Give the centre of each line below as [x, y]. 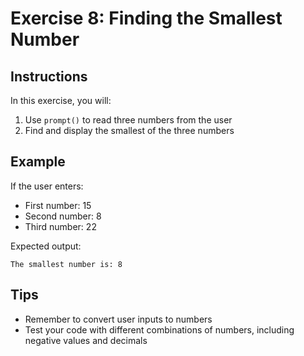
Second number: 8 [63, 216]
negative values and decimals [86, 340]
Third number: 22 [60, 226]
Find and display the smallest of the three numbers [129, 130]
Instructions [49, 76]
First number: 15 [58, 205]
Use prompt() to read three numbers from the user [128, 120]
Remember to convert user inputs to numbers [118, 319]
